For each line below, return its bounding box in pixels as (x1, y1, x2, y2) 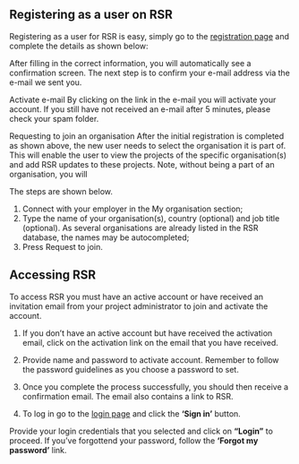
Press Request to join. (21, 241, 103, 252)
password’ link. (9, 444, 67, 455)
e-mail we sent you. (9, 76, 82, 88)
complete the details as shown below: (9, 40, 149, 51)
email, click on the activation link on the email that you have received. (21, 337, 279, 348)
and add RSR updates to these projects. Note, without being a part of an (9, 159, 275, 169)
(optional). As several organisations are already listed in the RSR (21, 222, 259, 233)
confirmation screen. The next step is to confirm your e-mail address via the (9, 67, 291, 78)
